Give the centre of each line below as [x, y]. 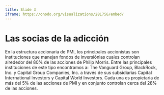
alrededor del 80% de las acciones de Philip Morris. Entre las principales [79, 62]
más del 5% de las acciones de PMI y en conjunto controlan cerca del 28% [81, 83]
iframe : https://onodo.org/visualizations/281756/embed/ [65, 14]
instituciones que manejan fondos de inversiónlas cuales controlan [72, 57]
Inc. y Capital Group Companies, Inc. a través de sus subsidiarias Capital [79, 73]
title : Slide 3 [21, 10]
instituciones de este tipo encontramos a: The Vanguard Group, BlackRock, [81, 68]
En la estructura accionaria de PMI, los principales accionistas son [72, 52]
